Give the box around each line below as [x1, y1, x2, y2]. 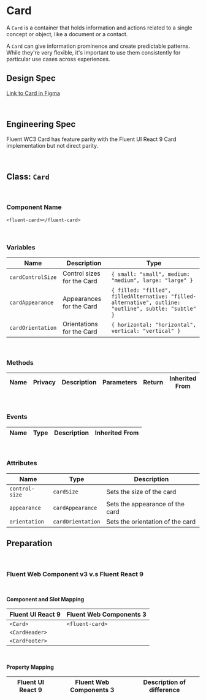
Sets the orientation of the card [106, 517, 196, 526]
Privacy [32, 378, 56, 387]
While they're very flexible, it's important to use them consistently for [6, 48, 181, 56]
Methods [6, 358, 34, 367]
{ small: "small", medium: [111, 270, 190, 278]
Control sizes [62, 269, 101, 278]
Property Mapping [6, 663, 54, 671]
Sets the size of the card [106, 487, 177, 496]
